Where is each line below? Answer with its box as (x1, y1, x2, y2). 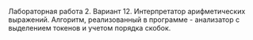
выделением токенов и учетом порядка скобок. (8, 24, 171, 32)
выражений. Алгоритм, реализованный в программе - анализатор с (8, 15, 240, 24)
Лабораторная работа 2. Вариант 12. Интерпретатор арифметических (8, 7, 246, 16)
